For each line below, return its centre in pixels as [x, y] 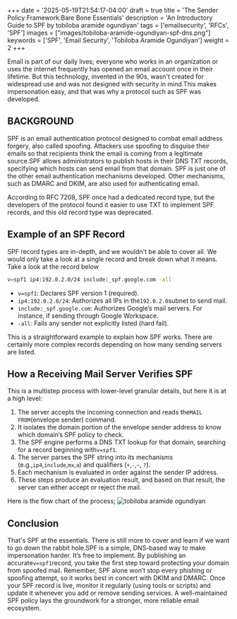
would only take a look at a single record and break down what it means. [113, 259]
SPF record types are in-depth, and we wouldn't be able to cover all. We [112, 251]
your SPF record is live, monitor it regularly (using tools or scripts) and [109, 586]
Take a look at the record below [53, 266]
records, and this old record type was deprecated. [80, 212]
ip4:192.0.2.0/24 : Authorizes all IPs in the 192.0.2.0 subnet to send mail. [122, 301]
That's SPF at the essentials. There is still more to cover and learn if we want [119, 540]
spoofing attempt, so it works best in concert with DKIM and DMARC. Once [116, 578]
